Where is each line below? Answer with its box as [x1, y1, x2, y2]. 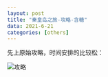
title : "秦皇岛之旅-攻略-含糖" [7, 16, 87, 23]
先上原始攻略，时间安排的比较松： [7, 48, 104, 57]
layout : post [7, 10, 45, 17]
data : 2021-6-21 [7, 22, 54, 29]
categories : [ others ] [7, 29, 69, 36]
